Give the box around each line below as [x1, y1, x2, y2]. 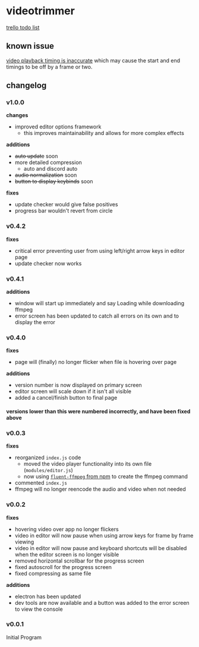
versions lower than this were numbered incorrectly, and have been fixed [6, 407, 191, 414]
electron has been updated [14, 593, 81, 600]
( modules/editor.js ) [23, 467, 73, 474]
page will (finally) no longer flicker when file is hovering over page [14, 359, 177, 366]
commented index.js [14, 479, 67, 486]
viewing [14, 538, 34, 545]
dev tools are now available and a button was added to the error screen [14, 599, 190, 606]
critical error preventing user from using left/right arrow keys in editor [14, 247, 185, 254]
